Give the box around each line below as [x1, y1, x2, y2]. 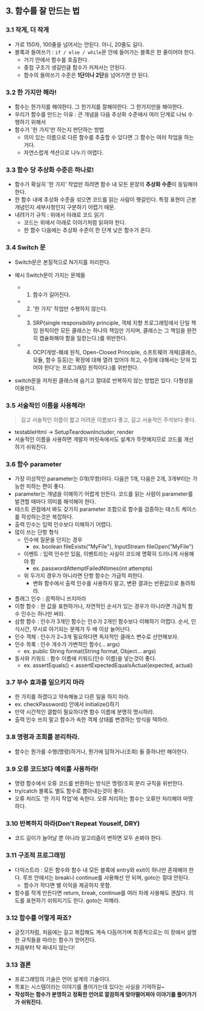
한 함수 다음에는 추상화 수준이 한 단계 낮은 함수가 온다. [23, 227, 152, 234]
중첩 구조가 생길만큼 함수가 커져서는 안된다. [23, 64, 127, 71]
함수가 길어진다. [32, 291, 71, 298]
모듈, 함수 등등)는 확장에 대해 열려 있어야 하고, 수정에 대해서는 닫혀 [32, 356, 191, 363]
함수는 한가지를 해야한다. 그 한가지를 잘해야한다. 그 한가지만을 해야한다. [14, 103, 184, 110]
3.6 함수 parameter [5, 460, 62, 469]
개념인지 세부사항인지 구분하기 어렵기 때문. [14, 203, 116, 211]
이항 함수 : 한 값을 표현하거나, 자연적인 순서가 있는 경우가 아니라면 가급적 [14, 602, 187, 610]
